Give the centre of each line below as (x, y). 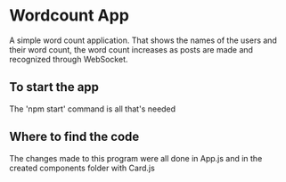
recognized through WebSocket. (69, 59)
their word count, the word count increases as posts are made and (131, 49)
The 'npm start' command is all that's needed (93, 109)
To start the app (54, 87)
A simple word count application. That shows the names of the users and (143, 40)
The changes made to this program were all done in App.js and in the (136, 158)
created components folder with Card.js (82, 168)
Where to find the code (74, 137)
